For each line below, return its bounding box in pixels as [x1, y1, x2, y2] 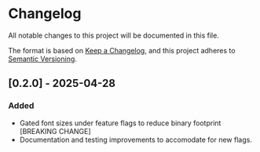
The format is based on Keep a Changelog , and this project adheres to [8, 45, 236, 55]
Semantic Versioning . [8, 54, 77, 63]
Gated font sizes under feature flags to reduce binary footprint [19, 118, 222, 128]
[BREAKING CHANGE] [19, 126, 92, 136]
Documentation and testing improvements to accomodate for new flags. [19, 135, 253, 144]
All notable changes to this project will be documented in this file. [8, 31, 220, 40]
